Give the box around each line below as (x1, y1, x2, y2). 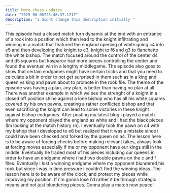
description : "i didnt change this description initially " (5, 17, 135, 22)
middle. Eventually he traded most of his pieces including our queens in (5, 149, 155, 155)
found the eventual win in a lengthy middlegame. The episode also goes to (5, 63, 161, 69)
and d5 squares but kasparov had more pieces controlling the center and (5, 58, 158, 64)
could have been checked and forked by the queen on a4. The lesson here (5, 133, 161, 140)
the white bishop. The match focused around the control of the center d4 (5, 52, 158, 58)
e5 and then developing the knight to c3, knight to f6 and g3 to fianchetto (5, 47, 159, 53)
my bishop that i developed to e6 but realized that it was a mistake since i (5, 128, 159, 134)
